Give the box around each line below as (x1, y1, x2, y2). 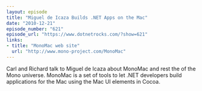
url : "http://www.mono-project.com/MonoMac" (12, 49, 126, 55)
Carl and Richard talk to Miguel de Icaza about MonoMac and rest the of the (6, 65, 196, 72)
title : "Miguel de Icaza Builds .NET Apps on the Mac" (6, 15, 148, 21)
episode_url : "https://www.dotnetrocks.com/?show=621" (6, 32, 148, 38)
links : (6, 37, 23, 43)
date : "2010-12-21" (6, 20, 56, 26)
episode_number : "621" (6, 25, 64, 32)
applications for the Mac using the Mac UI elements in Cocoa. (6, 78, 161, 85)
